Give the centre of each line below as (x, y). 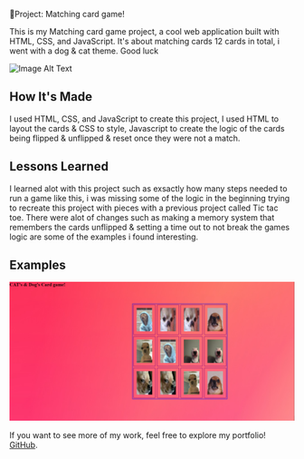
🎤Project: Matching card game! (67, 14)
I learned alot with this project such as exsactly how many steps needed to (148, 188)
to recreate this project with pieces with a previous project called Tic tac (144, 208)
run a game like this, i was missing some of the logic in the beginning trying (150, 198)
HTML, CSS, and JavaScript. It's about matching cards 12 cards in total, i (145, 41)
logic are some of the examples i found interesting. (104, 237)
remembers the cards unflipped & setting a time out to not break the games (150, 227)
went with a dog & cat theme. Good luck (84, 51)
